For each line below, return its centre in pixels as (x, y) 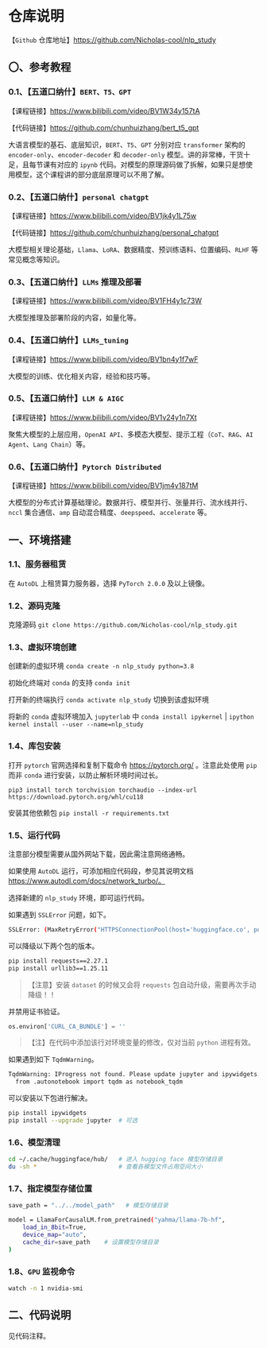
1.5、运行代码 (35, 835)
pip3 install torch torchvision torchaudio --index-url (103, 790)
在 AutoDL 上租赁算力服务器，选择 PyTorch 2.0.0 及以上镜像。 (108, 583)
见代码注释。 (29, 1335)
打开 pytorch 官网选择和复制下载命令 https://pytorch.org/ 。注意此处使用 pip (133, 765)
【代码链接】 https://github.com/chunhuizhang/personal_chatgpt (114, 232)
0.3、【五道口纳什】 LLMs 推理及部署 (75, 281)
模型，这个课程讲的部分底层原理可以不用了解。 (91, 174)
